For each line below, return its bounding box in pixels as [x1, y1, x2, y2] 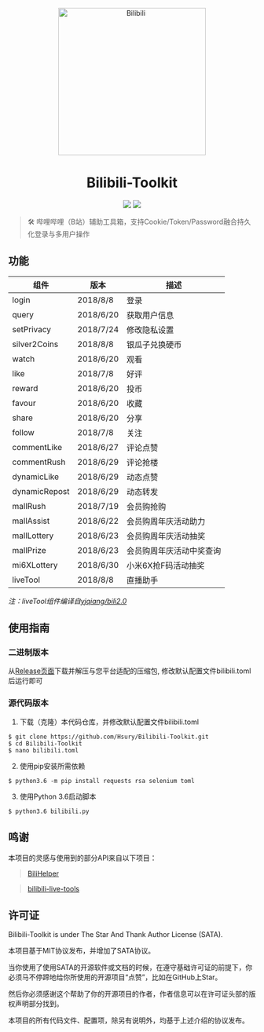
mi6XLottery [12, 559, 58, 570]
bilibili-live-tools [27, 884, 80, 893]
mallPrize [12, 544, 46, 555]
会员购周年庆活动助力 [126, 515, 206, 526]
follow [12, 426, 35, 437]
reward [12, 382, 38, 393]
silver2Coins [12, 339, 59, 349]
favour [12, 397, 37, 408]
